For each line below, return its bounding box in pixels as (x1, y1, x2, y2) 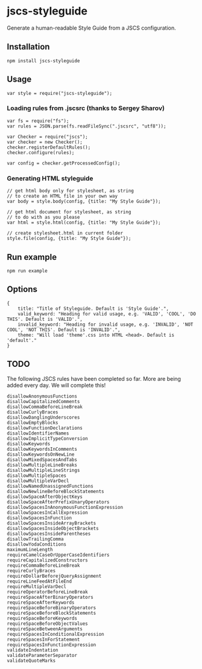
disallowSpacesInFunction (7, 515, 72, 521)
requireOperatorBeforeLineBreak (7, 589, 88, 595)
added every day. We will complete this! (7, 381, 106, 389)
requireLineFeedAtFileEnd (7, 578, 72, 584)
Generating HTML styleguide (7, 174, 93, 183)
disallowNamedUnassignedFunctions (7, 483, 94, 489)
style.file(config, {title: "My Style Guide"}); (7, 236, 131, 242)
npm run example (7, 268, 48, 274)
